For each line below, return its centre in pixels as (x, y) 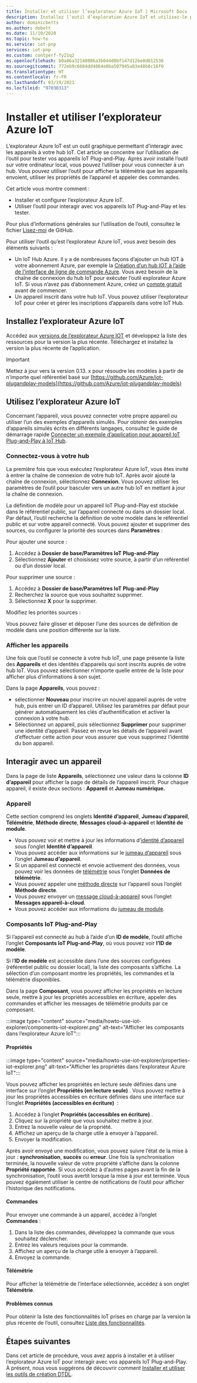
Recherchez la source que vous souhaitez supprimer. (79, 594)
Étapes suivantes (38, 1341)
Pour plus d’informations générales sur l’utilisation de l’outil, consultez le (93, 223)
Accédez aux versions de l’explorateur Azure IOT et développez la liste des (96, 335)
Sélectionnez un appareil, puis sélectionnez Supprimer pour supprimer (100, 724)
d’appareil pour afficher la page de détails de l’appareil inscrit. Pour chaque (97, 782)
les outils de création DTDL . (40, 1374)
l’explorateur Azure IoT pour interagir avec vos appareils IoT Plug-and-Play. (97, 1362)
